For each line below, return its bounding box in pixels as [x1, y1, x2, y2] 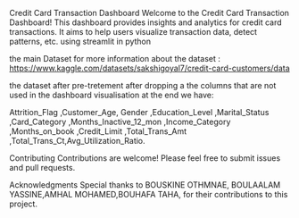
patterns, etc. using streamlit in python [9, 36, 152, 46]
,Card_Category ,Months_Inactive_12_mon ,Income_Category [9, 116, 231, 127]
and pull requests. [9, 163, 76, 172]
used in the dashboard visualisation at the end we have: [9, 89, 214, 100]
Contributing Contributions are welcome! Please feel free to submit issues [9, 153, 281, 163]
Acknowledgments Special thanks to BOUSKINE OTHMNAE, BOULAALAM [9, 180, 281, 190]
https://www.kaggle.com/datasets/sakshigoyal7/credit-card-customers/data [9, 63, 290, 73]
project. [9, 198, 38, 209]
